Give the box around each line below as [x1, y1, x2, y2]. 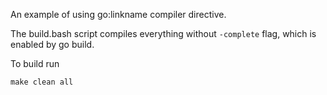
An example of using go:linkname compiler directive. [10, 9, 227, 20]
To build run [10, 58, 60, 69]
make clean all [10, 77, 74, 87]
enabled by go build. [10, 39, 95, 50]
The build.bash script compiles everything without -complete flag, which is [10, 28, 317, 39]
